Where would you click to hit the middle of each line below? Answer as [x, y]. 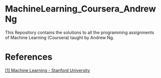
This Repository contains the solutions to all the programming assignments [80, 32]
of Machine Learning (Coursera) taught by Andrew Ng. [60, 38]
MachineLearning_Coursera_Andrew [80, 9]
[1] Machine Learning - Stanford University [48, 70]
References [29, 57]
